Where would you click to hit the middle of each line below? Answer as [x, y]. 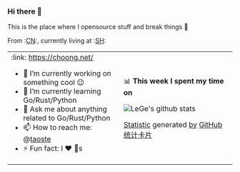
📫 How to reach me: [58, 128]
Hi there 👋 [25, 11]
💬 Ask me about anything [65, 109]
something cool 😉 [54, 83]
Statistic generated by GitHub [173, 124]
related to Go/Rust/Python [67, 118]
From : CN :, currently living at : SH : [57, 41]
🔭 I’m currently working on [67, 74]
